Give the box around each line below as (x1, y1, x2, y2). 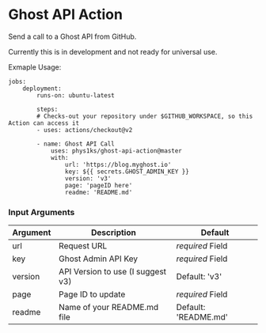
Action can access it (8, 119, 80, 127)
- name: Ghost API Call (36, 140, 115, 148)
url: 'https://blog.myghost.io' (64, 161, 172, 168)
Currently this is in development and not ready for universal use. (8, 47, 218, 56)
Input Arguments (8, 206, 75, 218)
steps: (36, 105, 59, 113)
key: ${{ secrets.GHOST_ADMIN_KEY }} (64, 168, 190, 176)
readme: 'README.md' (64, 188, 133, 196)
